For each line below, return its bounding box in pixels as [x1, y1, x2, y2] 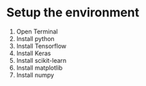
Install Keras [16, 49, 51, 57]
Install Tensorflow [16, 42, 67, 50]
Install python [16, 34, 55, 42]
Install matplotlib [16, 63, 63, 72]
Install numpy [16, 70, 55, 79]
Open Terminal [16, 27, 59, 35]
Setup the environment [6, 5, 140, 20]
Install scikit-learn [16, 56, 67, 64]
